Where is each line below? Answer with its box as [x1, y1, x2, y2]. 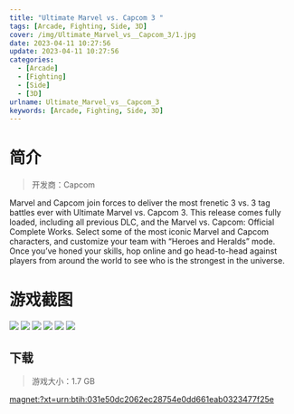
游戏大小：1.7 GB [31, 375, 95, 386]
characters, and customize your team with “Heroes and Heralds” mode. [9, 236, 276, 247]
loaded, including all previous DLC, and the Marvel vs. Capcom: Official [9, 217, 275, 227]
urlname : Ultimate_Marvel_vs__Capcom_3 [9, 97, 160, 107]
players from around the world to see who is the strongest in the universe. [9, 255, 285, 266]
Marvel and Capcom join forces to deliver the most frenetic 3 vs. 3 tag [9, 197, 271, 208]
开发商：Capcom [31, 179, 96, 190]
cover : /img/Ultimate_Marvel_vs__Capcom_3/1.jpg [9, 30, 196, 39]
